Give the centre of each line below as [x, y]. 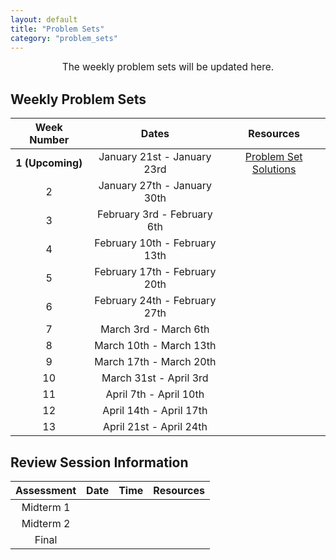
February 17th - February [155, 272]
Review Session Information [99, 462]
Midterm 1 [46, 507]
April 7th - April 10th [155, 394]
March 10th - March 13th [155, 346]
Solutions [274, 169]
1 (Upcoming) [49, 163]
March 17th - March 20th [155, 362]
